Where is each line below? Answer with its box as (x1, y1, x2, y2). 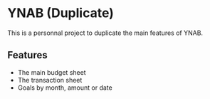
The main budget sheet (17, 68, 87, 76)
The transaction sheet (17, 75, 83, 84)
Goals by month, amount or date (17, 83, 112, 92)
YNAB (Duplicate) (7, 5, 114, 21)
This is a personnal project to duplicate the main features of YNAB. (7, 28, 204, 37)
